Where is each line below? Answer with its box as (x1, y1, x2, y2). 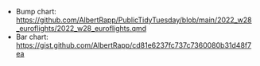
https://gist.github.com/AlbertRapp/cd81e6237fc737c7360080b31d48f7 (15, 41, 252, 50)
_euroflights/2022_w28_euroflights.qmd (15, 24, 147, 33)
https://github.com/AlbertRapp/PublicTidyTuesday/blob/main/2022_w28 (15, 15, 252, 25)
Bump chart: (15, 7, 57, 16)
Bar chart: (15, 32, 49, 41)
